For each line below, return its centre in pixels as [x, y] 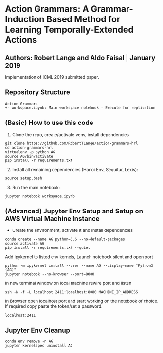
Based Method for [83, 19]
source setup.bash [24, 178]
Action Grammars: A [47, 9]
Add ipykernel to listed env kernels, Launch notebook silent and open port [79, 257]
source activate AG [25, 244]
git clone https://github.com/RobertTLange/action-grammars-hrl [72, 143]
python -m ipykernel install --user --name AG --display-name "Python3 [79, 266]
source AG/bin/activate [29, 156]
